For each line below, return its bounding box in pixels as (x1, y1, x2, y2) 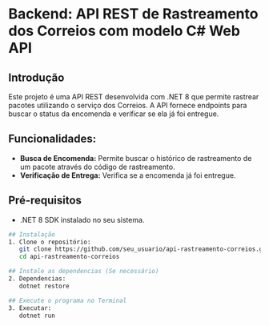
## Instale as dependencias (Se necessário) (8, 268, 159, 276)
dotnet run (18, 312, 56, 320)
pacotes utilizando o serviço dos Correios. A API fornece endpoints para (8, 101, 247, 110)
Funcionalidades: (8, 132, 97, 146)
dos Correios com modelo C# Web (8, 22, 240, 40)
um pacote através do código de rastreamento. (19, 162, 175, 171)
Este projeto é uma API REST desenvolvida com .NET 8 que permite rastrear (8, 92, 259, 101)
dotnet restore (18, 282, 70, 290)
